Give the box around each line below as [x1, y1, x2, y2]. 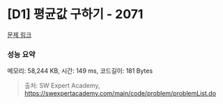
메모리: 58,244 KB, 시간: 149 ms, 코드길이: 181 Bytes [7, 67, 153, 75]
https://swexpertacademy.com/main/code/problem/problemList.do [24, 89, 217, 98]
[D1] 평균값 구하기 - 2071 [7, 6, 144, 22]
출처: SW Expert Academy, [24, 81, 100, 90]
